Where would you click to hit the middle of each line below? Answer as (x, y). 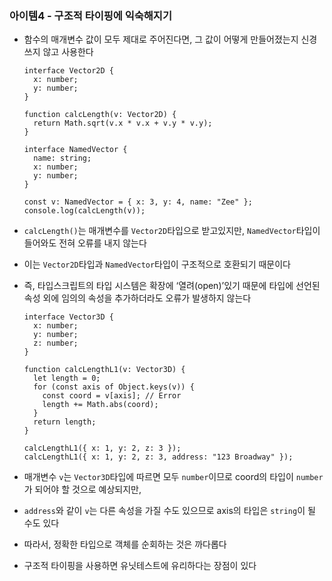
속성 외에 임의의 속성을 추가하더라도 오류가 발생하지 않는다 (137, 298)
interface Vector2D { (68, 71)
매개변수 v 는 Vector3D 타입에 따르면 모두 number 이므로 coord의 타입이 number (173, 477)
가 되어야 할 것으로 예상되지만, (82, 489)
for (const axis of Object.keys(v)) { (114, 387)
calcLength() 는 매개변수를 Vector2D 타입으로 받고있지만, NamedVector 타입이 (172, 231)
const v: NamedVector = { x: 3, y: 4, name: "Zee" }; (138, 202)
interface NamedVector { (75, 150)
